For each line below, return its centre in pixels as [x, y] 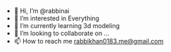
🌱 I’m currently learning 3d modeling [67, 26]
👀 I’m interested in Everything [57, 18]
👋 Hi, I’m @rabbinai [42, 11]
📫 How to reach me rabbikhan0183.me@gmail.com [89, 41]
